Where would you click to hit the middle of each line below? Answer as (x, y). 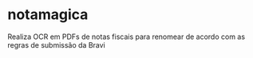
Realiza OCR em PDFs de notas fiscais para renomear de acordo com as (126, 37)
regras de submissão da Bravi (56, 44)
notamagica (48, 15)
